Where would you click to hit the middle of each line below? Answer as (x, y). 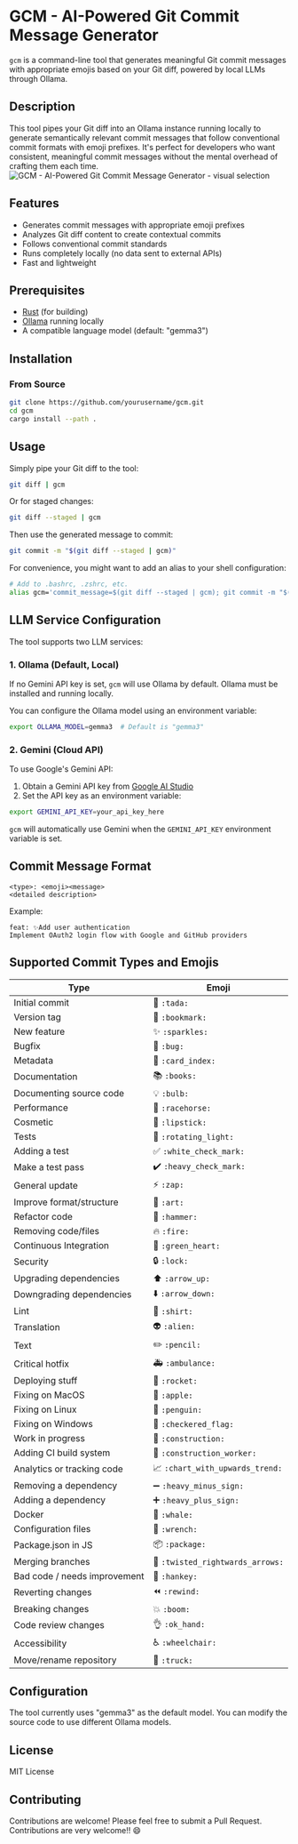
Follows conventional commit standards (94, 244)
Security (31, 1262)
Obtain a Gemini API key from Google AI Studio (107, 786)
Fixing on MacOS (49, 1395)
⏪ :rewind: (176, 1591)
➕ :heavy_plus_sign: (196, 1500)
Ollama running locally (63, 321)
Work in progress (50, 1438)
